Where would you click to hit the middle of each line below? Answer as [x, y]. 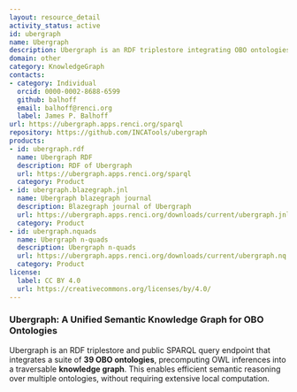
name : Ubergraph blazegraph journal [84, 199]
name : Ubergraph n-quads [63, 240]
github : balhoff [47, 100]
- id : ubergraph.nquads [53, 231]
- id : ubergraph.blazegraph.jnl [69, 190]
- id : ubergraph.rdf [47, 149]
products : [27, 141]
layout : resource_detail [55, 17]
